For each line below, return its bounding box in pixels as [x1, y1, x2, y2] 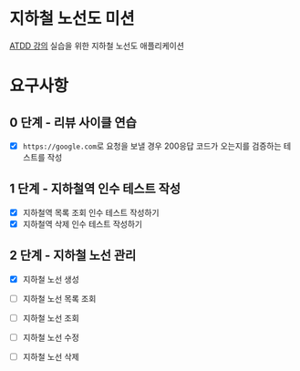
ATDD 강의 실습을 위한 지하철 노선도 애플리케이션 [9, 40, 185, 51]
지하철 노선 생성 [22, 273, 79, 284]
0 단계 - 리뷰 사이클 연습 [9, 115, 137, 130]
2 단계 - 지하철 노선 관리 [9, 248, 137, 263]
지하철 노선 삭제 [22, 352, 79, 362]
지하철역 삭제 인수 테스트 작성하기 [22, 218, 143, 229]
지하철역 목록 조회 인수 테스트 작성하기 [22, 207, 160, 218]
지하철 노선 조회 [22, 312, 79, 324]
